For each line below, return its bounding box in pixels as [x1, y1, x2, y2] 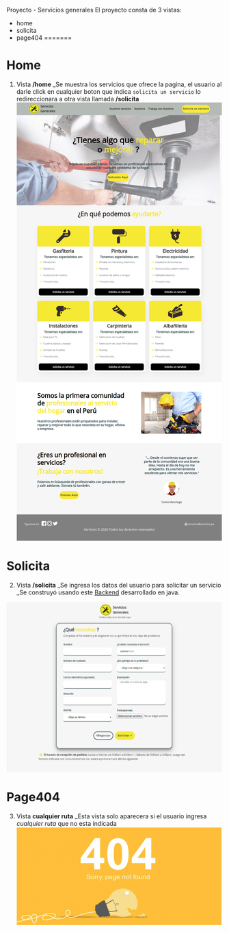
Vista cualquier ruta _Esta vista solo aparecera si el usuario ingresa [16, 811, 207, 820]
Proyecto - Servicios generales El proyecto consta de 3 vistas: [6, 6, 182, 14]
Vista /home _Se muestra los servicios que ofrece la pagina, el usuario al [16, 80, 222, 88]
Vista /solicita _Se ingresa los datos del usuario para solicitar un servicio [16, 581, 221, 589]
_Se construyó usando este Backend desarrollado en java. [16, 588, 180, 596]
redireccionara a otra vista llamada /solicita [16, 95, 139, 103]
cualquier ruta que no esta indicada [16, 819, 117, 827]
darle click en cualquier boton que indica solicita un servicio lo [16, 87, 201, 95]
